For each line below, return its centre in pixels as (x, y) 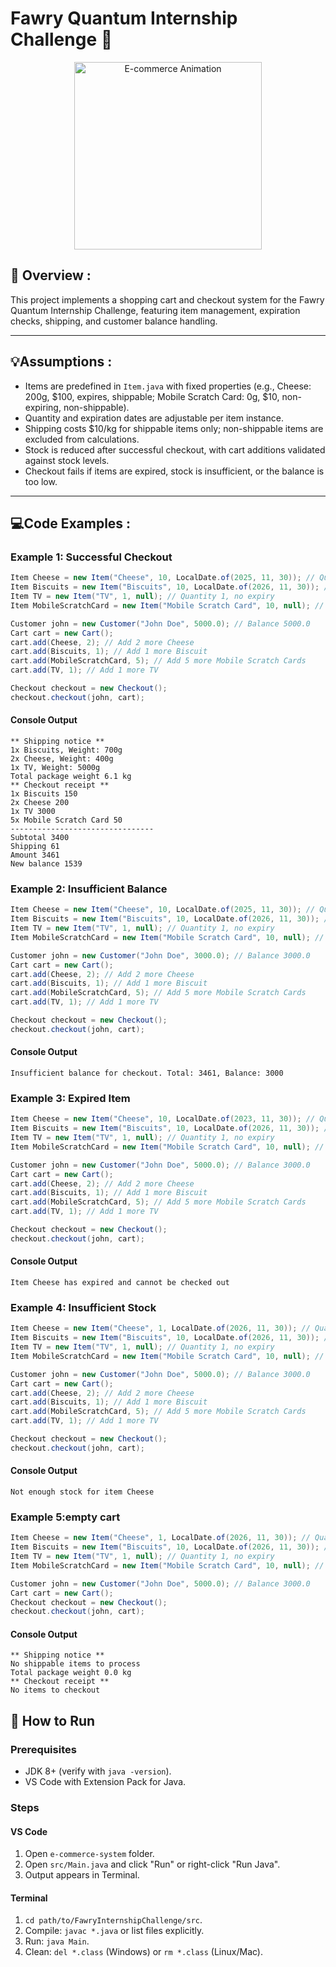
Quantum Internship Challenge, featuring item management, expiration (155, 310)
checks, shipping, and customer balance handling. (114, 321)
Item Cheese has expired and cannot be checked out (120, 1282)
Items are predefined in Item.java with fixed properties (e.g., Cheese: (168, 386)
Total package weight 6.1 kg (71, 776)
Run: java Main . (57, 1941)
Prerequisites (43, 1749)
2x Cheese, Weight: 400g (62, 758)
